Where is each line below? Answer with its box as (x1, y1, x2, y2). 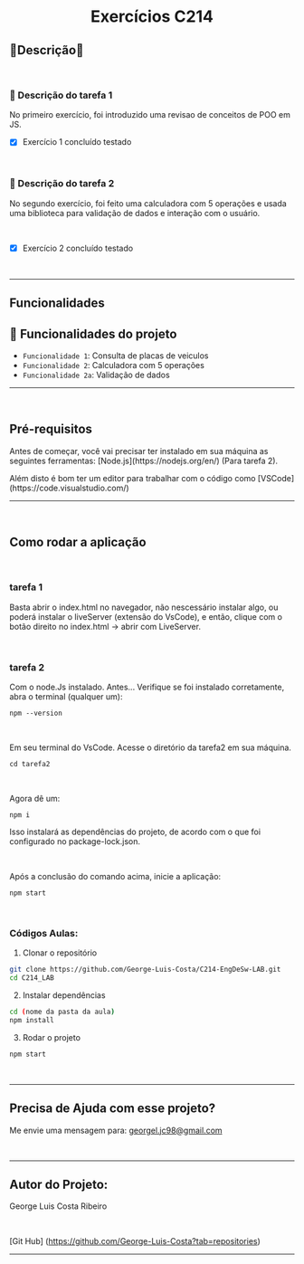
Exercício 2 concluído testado (22, 242, 134, 253)
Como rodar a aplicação (9, 535, 147, 550)
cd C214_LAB (9, 974, 54, 983)
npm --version (9, 708, 63, 718)
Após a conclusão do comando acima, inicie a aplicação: (9, 871, 222, 882)
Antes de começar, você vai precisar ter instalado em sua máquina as (9, 445, 269, 456)
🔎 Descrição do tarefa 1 (9, 89, 113, 101)
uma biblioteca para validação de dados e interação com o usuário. (9, 207, 261, 218)
